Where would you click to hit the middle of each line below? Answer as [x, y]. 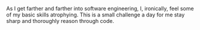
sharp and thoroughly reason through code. [60, 21]
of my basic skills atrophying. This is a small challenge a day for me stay [95, 15]
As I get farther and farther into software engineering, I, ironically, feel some [100, 9]
